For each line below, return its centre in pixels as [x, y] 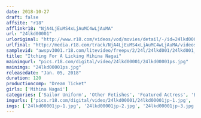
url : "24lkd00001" [29, 34]
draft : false [22, 17]
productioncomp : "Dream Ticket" [46, 84]
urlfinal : [19, 45]
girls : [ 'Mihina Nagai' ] [37, 89]
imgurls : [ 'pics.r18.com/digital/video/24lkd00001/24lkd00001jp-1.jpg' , [99, 100]
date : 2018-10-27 [28, 12]
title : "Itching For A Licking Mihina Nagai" [64, 56]
